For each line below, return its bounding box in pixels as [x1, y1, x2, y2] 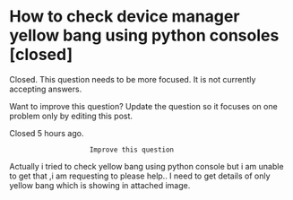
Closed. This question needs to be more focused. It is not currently [9, 74, 256, 84]
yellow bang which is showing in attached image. [9, 179, 191, 190]
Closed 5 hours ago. [9, 127, 84, 138]
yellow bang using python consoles [9, 25, 280, 46]
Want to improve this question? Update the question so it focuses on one [9, 100, 278, 111]
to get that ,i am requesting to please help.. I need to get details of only [9, 170, 271, 181]
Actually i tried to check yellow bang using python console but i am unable [9, 161, 284, 171]
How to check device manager [9, 6, 240, 27]
